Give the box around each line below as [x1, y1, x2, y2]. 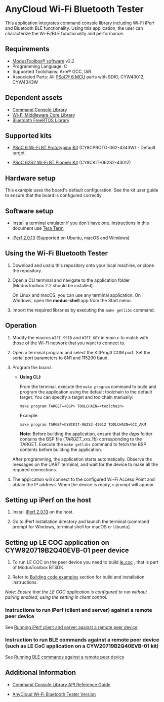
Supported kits [5, 131, 52, 140]
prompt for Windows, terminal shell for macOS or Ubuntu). [12, 524, 131, 530]
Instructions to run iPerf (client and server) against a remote [5, 607, 152, 614]
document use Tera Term [12, 225, 64, 231]
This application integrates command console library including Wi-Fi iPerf [5, 20, 155, 26]
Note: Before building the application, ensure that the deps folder [19, 431, 153, 437]
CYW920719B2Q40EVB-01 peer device [5, 546, 129, 554]
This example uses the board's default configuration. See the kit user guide [5, 187, 159, 193]
